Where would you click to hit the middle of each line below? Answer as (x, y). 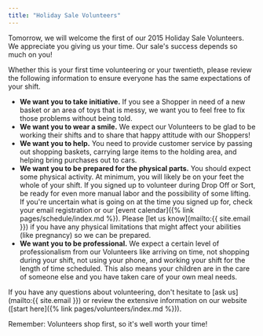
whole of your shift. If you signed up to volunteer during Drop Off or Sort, (137, 184)
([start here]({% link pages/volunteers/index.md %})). (95, 309)
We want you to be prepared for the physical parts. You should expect (135, 168)
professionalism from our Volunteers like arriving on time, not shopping (134, 251)
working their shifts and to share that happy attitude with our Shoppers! (135, 135)
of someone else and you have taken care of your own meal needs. (128, 276)
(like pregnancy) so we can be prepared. (85, 235)
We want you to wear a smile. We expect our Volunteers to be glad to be (137, 126)
